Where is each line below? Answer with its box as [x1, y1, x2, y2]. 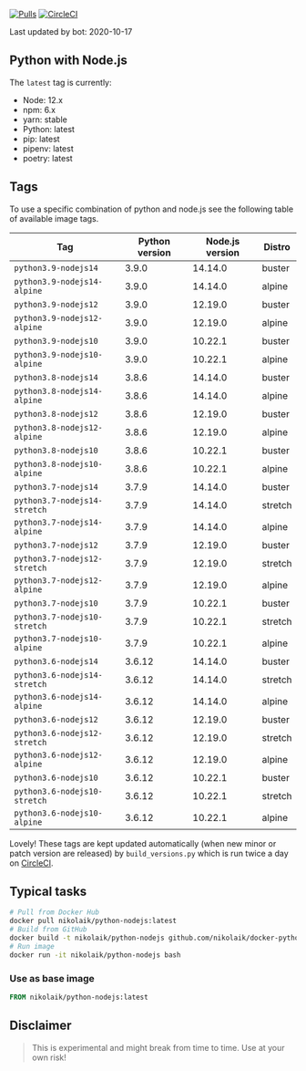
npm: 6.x [22, 104, 56, 115]
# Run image [9, 941, 55, 951]
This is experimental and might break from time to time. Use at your [31, 1042, 285, 1053]
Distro [263, 240, 291, 253]
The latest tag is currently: [9, 77, 112, 88]
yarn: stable [22, 114, 68, 125]
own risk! [31, 1052, 66, 1063]
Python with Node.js [9, 53, 127, 68]
